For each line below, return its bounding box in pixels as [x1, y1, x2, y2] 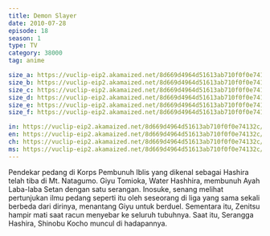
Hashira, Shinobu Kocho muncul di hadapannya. [8, 218, 167, 228]
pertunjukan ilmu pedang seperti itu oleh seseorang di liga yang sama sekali [8, 193, 260, 202]
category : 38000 [8, 49, 63, 57]
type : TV [8, 42, 38, 50]
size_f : [8, 108, 35, 116]
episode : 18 [8, 26, 48, 35]
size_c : [8, 86, 35, 94]
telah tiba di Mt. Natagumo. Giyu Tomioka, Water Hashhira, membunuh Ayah [8, 176, 260, 185]
